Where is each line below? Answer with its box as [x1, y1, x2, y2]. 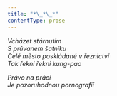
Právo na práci [7, 73, 51, 82]
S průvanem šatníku [7, 44, 66, 53]
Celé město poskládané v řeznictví [7, 51, 109, 60]
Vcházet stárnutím [7, 36, 62, 45]
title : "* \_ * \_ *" [7, 10, 59, 18]
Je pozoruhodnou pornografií [7, 80, 94, 89]
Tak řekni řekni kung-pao [7, 59, 82, 68]
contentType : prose [7, 17, 66, 24]
